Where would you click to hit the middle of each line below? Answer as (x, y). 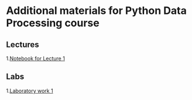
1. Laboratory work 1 (30, 91)
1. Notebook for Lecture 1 (36, 58)
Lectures (23, 44)
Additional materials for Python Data (97, 11)
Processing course (53, 23)
